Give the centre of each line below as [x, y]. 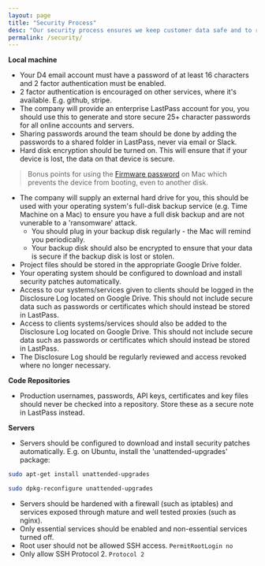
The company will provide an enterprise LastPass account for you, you [134, 109]
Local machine [33, 60]
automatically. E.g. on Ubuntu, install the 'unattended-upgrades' [123, 452]
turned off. [37, 537]
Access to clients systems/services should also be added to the [123, 323]
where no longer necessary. [65, 365]
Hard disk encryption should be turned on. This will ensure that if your [133, 151]
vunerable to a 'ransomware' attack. [78, 223]
